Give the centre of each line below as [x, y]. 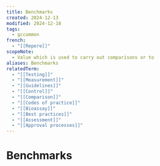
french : [16, 40]
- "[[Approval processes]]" [48, 126]
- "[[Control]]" [32, 92]
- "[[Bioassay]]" [34, 108]
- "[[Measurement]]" [38, 80]
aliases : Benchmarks [33, 63]
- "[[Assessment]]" [37, 120]
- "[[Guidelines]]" [37, 86]
